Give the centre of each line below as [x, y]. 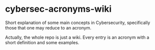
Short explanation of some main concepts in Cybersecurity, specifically [78, 23]
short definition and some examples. [42, 42]
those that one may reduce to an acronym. [48, 27]
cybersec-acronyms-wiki [58, 9]
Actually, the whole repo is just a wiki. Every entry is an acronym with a [77, 37]
